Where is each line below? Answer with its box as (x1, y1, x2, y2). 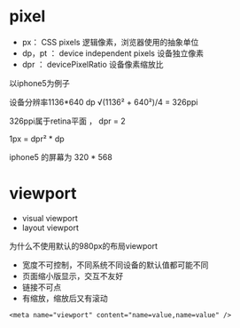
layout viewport (21, 222, 80, 233)
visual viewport (21, 212, 78, 223)
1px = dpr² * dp (9, 133, 65, 144)
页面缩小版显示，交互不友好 (21, 270, 124, 281)
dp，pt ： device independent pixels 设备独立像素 (21, 47, 204, 59)
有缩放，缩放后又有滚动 (21, 292, 108, 303)
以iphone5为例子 (9, 77, 71, 88)
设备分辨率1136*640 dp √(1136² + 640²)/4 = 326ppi (9, 96, 198, 108)
